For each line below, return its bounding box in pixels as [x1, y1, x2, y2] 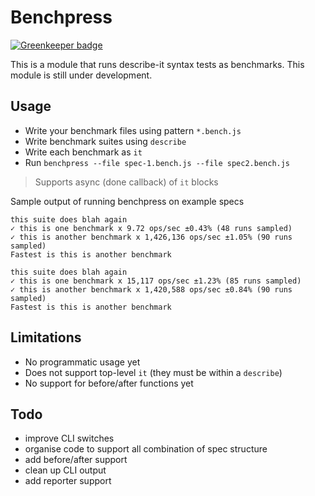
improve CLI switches [24, 432, 115, 445]
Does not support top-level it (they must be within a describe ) [24, 366, 283, 378]
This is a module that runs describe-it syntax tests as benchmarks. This [10, 58, 305, 70]
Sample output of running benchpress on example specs [10, 195, 245, 207]
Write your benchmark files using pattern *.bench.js [24, 124, 242, 136]
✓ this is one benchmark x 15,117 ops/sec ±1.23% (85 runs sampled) [10, 276, 302, 286]
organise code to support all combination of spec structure [24, 443, 268, 455]
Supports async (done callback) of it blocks [34, 176, 219, 188]
